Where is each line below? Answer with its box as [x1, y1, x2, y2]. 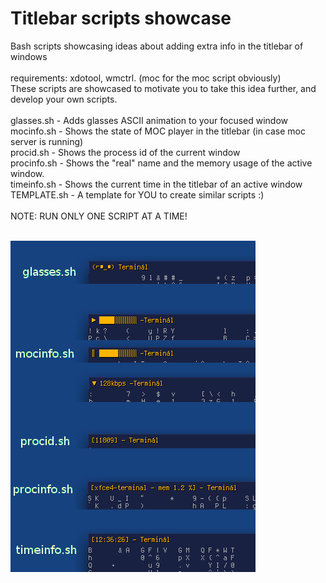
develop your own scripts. [10, 93, 118, 105]
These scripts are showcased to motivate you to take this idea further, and [10, 82, 317, 94]
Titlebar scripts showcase [10, 7, 232, 30]
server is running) [10, 135, 84, 147]
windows [10, 50, 48, 62]
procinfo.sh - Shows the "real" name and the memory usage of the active [10, 157, 313, 169]
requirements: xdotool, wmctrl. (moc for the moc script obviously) [10, 72, 282, 84]
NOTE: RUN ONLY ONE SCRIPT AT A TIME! [10, 210, 188, 222]
